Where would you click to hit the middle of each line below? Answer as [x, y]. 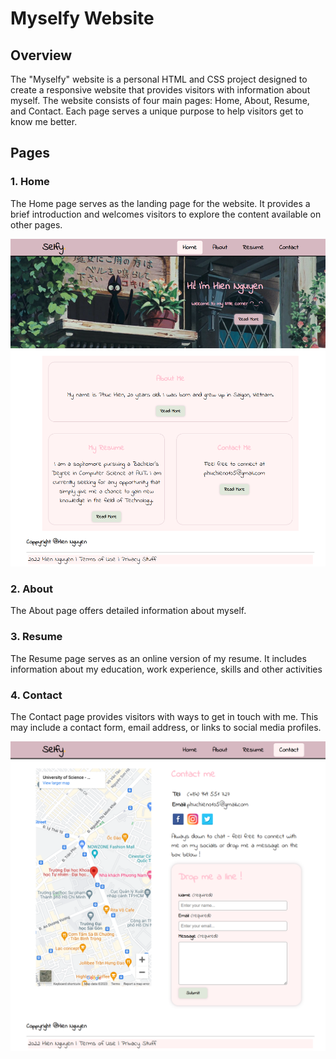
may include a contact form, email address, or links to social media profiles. [166, 728]
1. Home [30, 182]
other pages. [36, 224]
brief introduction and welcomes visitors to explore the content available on [166, 214]
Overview [41, 55]
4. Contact [36, 695]
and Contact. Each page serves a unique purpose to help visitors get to [157, 111]
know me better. [44, 121]
